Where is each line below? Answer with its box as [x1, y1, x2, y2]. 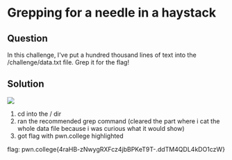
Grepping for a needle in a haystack [7, 5, 217, 21]
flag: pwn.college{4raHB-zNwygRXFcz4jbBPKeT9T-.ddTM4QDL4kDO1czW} [7, 145, 226, 153]
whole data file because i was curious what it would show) [17, 124, 185, 132]
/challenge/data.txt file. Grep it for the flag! [7, 58, 130, 66]
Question [7, 33, 48, 44]
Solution [7, 78, 44, 90]
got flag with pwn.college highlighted [17, 132, 124, 140]
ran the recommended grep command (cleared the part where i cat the [17, 116, 220, 125]
